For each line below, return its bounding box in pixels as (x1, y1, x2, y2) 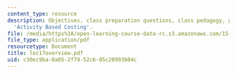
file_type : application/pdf (7, 37, 90, 44)
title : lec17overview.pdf (7, 50, 83, 57)
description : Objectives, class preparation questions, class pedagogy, (7, 17, 226, 24)
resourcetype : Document (7, 43, 78, 50)
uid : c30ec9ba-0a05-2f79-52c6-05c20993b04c (7, 56, 138, 63)
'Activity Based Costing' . (13, 23, 93, 30)
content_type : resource (7, 10, 78, 18)
